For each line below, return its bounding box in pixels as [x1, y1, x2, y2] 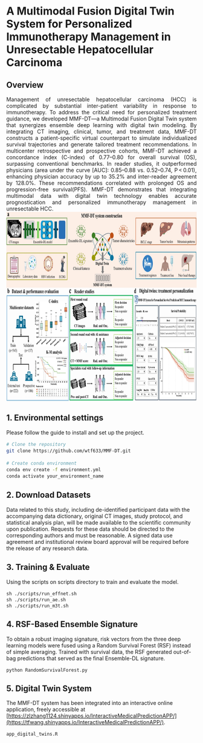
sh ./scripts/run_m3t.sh [6, 603, 69, 609]
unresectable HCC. [6, 205, 54, 212]
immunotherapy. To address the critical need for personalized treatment [6, 109, 197, 116]
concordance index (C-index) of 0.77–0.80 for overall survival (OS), [6, 154, 197, 161]
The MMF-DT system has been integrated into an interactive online [6, 699, 173, 707]
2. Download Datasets [6, 490, 91, 500]
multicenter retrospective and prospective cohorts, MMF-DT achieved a [6, 147, 197, 154]
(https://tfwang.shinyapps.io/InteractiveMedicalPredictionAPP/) [6, 719, 164, 726]
